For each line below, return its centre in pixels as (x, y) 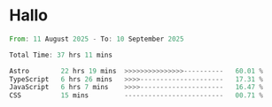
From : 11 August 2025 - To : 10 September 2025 (97, 39)
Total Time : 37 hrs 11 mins (61, 55)
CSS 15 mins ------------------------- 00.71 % (136, 96)
